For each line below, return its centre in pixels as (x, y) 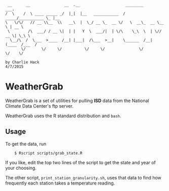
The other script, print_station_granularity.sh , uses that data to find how (83, 177)
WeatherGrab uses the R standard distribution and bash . (63, 116)
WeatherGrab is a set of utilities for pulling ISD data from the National (77, 101)
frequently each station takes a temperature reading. (60, 183)
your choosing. (21, 168)
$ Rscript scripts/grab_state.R (48, 153)
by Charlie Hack (22, 62)
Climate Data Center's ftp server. (39, 106)
